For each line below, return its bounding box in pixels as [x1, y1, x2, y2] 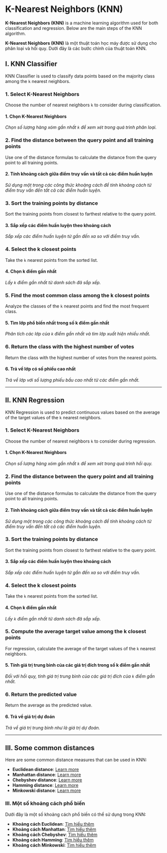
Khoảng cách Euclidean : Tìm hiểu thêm [12, 821, 94, 827]
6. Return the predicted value [5, 691, 77, 698]
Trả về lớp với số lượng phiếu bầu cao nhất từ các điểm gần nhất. [5, 377, 140, 383]
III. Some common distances [5, 744, 95, 752]
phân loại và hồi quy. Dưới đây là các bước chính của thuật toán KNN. [5, 45, 147, 51]
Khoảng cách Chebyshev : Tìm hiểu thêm [12, 831, 98, 838]
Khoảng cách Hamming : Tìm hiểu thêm [12, 837, 94, 843]
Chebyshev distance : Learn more [12, 777, 83, 783]
